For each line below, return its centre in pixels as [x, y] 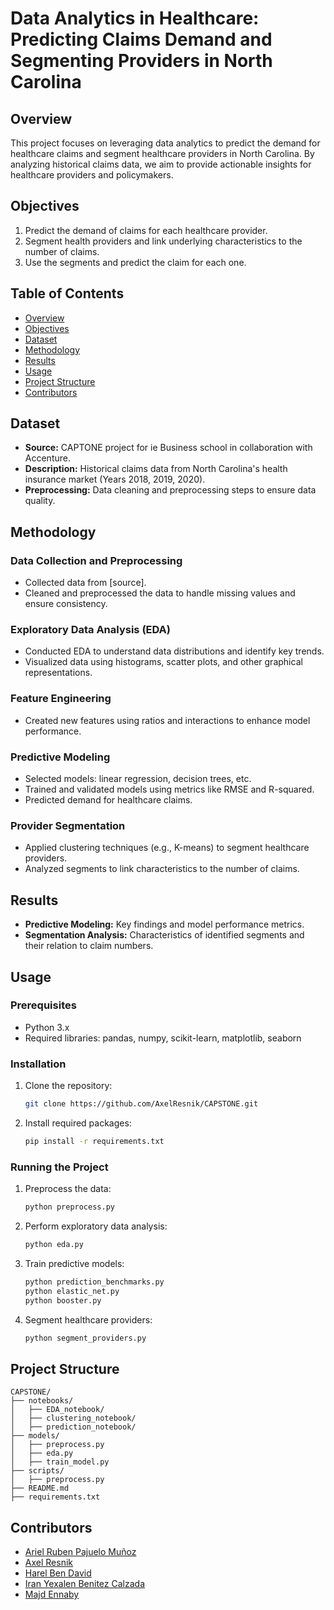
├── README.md [40, 1488]
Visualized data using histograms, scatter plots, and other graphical [163, 662]
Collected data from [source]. [85, 583]
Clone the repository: [68, 1086]
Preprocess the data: [68, 1189]
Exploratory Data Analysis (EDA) [90, 630]
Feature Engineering [61, 699]
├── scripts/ [37, 1471]
